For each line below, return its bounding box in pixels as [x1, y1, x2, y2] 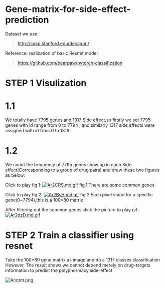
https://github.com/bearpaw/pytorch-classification [17, 60, 123, 66]
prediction [5, 14, 49, 26]
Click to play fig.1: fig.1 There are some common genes [5, 182, 154, 188]
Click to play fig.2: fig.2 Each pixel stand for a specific [5, 192, 153, 197]
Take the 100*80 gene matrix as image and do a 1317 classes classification [5, 256, 160, 262]
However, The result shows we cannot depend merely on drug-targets [5, 262, 150, 268]
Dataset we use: [5, 31, 39, 37]
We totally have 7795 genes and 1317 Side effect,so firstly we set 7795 [5, 117, 151, 123]
